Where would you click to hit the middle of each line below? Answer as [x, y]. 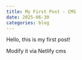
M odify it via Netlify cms [36, 51]
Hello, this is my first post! [38, 40]
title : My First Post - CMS [41, 12]
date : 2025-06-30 [28, 17]
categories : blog [28, 23]
